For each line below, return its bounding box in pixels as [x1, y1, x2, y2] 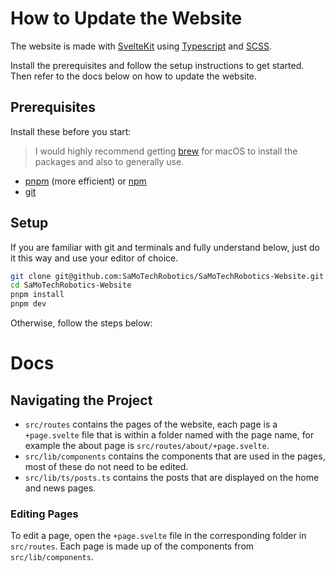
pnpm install [10, 290, 65, 300]
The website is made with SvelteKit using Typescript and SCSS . [10, 40, 273, 52]
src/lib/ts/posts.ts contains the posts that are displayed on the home [24, 472, 320, 484]
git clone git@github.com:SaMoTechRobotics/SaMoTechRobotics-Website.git [10, 271, 325, 281]
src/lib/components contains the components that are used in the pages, [24, 450, 326, 462]
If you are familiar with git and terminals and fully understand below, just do [10, 241, 320, 253]
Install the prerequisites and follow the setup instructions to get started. [10, 59, 305, 71]
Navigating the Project [10, 392, 153, 409]
